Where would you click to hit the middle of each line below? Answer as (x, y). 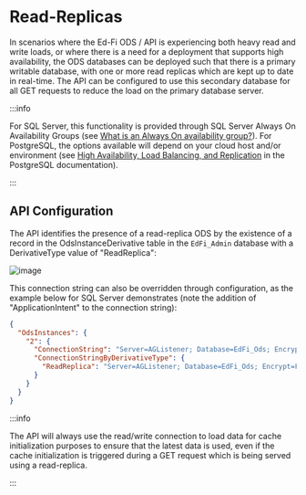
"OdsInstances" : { (53, 332)
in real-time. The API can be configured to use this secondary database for (150, 80)
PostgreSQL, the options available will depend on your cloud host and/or (145, 145)
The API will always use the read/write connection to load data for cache (146, 436)
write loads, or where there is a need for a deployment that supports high (147, 51)
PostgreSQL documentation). (64, 164)
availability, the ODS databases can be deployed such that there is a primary (153, 61)
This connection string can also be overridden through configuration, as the (152, 288)
